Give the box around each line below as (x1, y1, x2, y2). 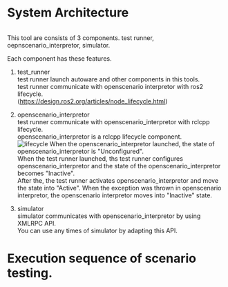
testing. (7, 266, 53, 281)
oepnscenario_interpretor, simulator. (7, 41, 111, 49)
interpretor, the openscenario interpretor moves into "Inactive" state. (17, 191, 213, 199)
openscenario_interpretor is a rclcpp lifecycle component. (17, 132, 182, 141)
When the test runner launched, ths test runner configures (17, 154, 183, 163)
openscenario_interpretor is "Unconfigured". (17, 147, 144, 155)
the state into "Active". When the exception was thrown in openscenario (17, 184, 222, 192)
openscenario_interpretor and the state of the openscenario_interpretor (17, 161, 221, 170)
